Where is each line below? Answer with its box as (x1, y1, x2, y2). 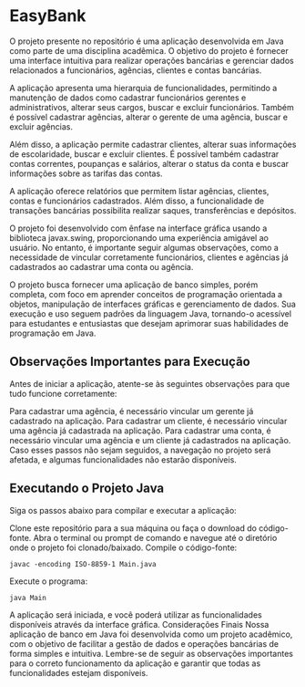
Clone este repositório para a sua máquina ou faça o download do (9, 522, 258, 534)
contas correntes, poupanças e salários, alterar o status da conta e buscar (9, 158, 290, 169)
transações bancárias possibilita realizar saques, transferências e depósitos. (9, 204, 297, 215)
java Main (9, 593, 47, 602)
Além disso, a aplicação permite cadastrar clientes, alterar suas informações (9, 139, 297, 150)
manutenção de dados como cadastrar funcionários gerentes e (9, 92, 247, 103)
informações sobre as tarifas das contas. (9, 168, 163, 179)
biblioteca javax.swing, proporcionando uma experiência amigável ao (9, 232, 269, 243)
